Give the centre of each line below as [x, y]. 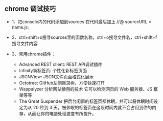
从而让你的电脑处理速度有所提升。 [62, 113]
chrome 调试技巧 [30, 9]
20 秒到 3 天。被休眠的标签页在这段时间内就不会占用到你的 [93, 107]
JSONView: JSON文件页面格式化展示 [56, 76]
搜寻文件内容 [24, 43]
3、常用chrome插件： [34, 54]
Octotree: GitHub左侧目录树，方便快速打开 [62, 83]
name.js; [20, 27]
